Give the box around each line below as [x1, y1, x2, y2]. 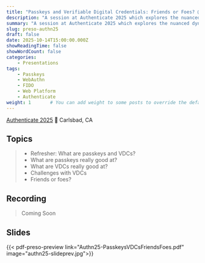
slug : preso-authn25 [6, 26, 59, 32]
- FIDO [17, 83, 34, 89]
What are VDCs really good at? [30, 163, 108, 170]
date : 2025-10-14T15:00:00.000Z [6, 37, 88, 43]
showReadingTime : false [6, 43, 67, 49]
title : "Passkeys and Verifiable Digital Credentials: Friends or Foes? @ [6, 9, 201, 15]
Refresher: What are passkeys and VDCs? [30, 150, 136, 157]
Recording [6, 193, 47, 204]
